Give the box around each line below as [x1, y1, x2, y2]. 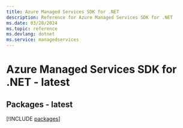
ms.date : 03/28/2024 [6, 20, 58, 26]
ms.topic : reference [6, 25, 58, 32]
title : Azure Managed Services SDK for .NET [6, 8, 119, 15]
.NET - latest [6, 76, 70, 89]
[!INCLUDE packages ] [6, 115, 61, 122]
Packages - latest [6, 99, 73, 109]
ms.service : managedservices [6, 37, 79, 43]
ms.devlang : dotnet [6, 31, 55, 37]
